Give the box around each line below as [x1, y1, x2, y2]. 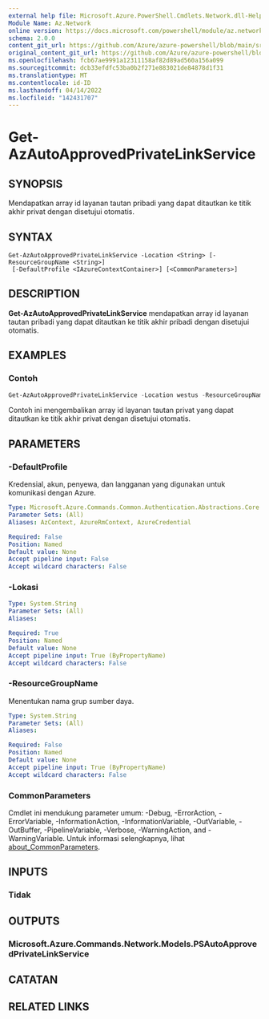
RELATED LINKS [8, 1000, 90, 1014]
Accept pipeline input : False [8, 555, 110, 564]
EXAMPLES [8, 349, 66, 362]
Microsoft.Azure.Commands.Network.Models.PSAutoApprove [8, 938, 258, 949]
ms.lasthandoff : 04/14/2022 [8, 86, 102, 95]
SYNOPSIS [8, 177, 63, 191]
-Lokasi [8, 582, 38, 593]
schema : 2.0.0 [8, 34, 56, 42]
